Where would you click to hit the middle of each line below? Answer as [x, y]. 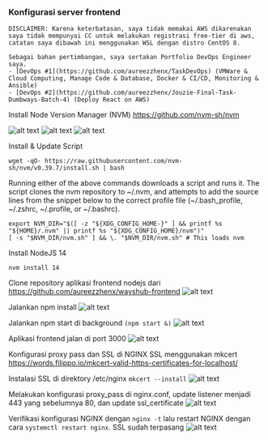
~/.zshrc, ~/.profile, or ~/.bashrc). [64, 209]
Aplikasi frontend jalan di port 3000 [68, 339]
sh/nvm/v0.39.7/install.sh [54, 169]
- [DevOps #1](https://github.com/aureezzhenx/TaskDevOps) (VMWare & [128, 71]
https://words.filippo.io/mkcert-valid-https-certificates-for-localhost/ [123, 363]
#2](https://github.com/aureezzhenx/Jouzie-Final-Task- [140, 93]
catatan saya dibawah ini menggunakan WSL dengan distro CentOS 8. [125, 43]
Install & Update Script [46, 146]
